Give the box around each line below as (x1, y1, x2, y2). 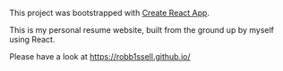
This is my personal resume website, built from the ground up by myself (9, 25, 275, 35)
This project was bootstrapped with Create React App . (9, 8, 210, 18)
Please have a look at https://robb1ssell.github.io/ (9, 51, 191, 61)
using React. (9, 35, 56, 44)
